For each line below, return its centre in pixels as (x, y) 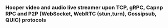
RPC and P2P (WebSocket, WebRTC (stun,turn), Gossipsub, (81, 13)
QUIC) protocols (26, 20)
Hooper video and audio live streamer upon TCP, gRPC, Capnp (84, 7)
